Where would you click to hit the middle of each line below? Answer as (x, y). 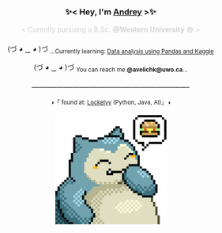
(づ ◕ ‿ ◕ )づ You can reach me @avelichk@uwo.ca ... (111, 68)
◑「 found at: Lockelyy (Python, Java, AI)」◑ (111, 102)
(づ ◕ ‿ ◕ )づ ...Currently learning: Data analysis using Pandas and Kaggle (111, 50)
